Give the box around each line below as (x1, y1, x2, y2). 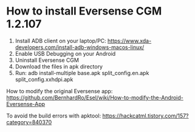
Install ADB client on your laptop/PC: (15, 37, 106, 44)
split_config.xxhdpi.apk (15, 76, 74, 83)
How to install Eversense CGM (6, 4, 162, 18)
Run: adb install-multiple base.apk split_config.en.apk (15, 69, 149, 76)
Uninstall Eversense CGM (15, 56, 79, 64)
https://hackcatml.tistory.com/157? (102, 112, 190, 119)
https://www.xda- (107, 37, 152, 44)
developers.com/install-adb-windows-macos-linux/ (15, 44, 145, 51)
